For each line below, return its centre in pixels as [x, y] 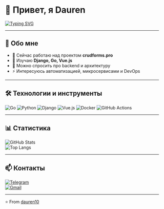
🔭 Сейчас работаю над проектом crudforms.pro [62, 55]
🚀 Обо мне [22, 43]
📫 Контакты [25, 168]
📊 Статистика [28, 128]
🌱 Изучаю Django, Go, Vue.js [42, 60]
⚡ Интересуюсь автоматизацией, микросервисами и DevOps [76, 71]
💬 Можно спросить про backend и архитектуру [61, 65]
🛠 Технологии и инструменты [54, 94]
